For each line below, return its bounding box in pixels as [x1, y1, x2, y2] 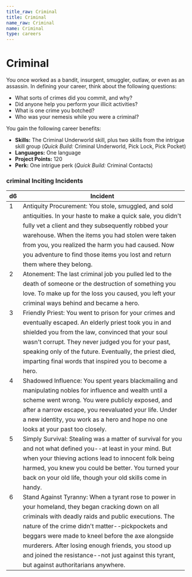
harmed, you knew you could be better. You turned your [23, 464, 179, 472]
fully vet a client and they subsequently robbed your [23, 221, 169, 230]
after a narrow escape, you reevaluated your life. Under [23, 406, 178, 414]
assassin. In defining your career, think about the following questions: [6, 83, 177, 90]
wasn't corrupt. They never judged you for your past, [23, 338, 171, 346]
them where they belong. [23, 260, 93, 269]
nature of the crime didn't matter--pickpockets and [23, 522, 168, 530]
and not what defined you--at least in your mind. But [23, 445, 172, 453]
